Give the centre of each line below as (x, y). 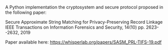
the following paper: (26, 12)
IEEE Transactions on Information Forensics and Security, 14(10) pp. (75, 27)
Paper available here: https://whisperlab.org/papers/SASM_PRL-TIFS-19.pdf (83, 42)
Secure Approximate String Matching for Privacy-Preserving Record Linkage (84, 22)
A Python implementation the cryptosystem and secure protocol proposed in (84, 7)
